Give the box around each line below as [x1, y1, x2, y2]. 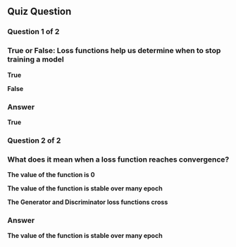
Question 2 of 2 [7, 135, 61, 145]
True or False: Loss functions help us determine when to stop [7, 46, 221, 56]
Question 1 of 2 [7, 27, 60, 37]
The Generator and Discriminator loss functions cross [7, 198, 168, 207]
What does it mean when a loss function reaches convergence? [7, 155, 230, 164]
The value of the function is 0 [7, 171, 95, 179]
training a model [7, 54, 65, 64]
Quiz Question [7, 6, 72, 18]
